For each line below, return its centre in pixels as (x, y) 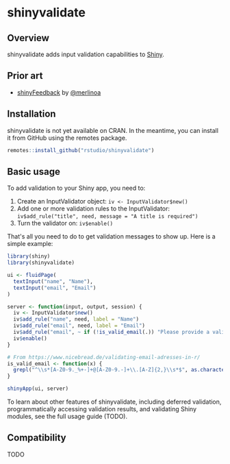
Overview (28, 38)
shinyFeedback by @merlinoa (59, 92)
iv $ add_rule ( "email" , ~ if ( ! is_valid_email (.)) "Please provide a (112, 332)
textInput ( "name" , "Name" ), (53, 281)
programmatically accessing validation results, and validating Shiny (102, 409)
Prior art (25, 76)
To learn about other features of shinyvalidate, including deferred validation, (114, 402)
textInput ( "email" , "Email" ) (55, 288)
